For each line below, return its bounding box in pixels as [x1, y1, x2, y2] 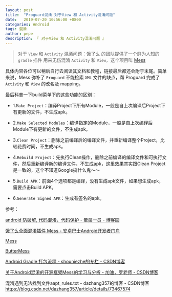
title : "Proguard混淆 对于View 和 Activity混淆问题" [5, 12, 116, 17]
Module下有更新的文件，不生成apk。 [12, 126, 91, 132]
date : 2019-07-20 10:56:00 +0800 [5, 17, 81, 22]
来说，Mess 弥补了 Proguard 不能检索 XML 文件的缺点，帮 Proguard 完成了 [5, 74, 160, 80]
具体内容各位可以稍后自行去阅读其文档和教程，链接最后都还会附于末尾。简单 [5, 67, 167, 74]
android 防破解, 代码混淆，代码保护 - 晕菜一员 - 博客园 [5, 217, 120, 223]
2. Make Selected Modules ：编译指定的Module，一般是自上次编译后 [12, 120, 153, 126]
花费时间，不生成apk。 [17, 143, 66, 149]
